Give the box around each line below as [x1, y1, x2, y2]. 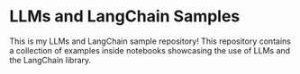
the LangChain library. [9, 54, 92, 65]
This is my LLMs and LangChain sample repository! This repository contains [9, 36, 291, 46]
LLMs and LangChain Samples [9, 6, 241, 27]
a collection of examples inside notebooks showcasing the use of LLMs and [9, 45, 291, 55]
